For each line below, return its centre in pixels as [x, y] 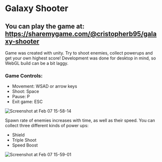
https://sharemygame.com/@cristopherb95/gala [81, 34]
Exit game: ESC [27, 102]
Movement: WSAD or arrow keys [44, 86]
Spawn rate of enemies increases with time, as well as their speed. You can [80, 120]
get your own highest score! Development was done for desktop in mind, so [81, 58]
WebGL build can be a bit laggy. [37, 63]
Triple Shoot [24, 140]
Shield [18, 135]
